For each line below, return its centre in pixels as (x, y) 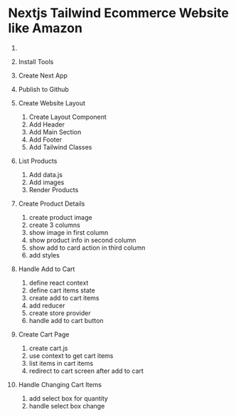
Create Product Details (52, 204)
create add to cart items (64, 297)
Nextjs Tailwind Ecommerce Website (119, 13)
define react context (59, 283)
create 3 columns (54, 225)
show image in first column (69, 232)
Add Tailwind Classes (60, 147)
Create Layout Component (68, 117)
